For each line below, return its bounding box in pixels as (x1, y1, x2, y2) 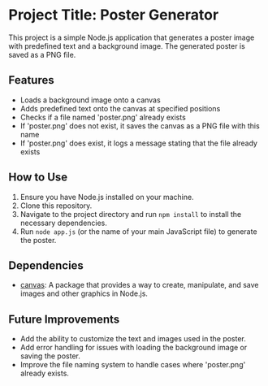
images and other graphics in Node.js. (19, 288, 149, 298)
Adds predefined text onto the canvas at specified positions (19, 103, 221, 113)
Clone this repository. (19, 201, 93, 210)
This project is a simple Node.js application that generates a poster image (8, 33, 255, 42)
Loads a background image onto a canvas (19, 95, 161, 105)
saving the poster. (19, 351, 81, 361)
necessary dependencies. (19, 218, 108, 228)
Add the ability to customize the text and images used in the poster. (19, 334, 246, 344)
